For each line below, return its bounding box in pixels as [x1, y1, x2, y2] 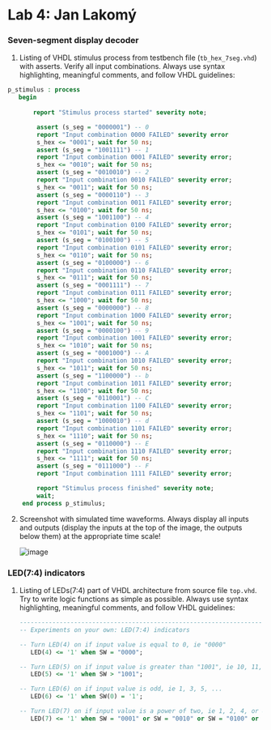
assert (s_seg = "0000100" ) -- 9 [36, 327, 150, 335]
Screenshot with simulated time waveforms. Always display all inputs [19, 514, 249, 523]
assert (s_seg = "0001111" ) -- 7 [36, 281, 150, 289]
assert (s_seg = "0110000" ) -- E [36, 439, 150, 447]
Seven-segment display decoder [7, 35, 139, 46]
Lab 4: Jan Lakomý [7, 6, 137, 24]
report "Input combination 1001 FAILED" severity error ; [36, 334, 232, 342]
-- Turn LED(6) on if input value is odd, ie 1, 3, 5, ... [19, 685, 223, 694]
